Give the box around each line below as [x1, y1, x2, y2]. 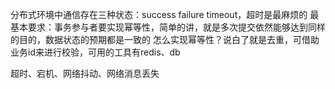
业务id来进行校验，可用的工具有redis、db [10, 46, 181, 58]
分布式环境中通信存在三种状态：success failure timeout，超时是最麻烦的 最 [10, 9, 320, 20]
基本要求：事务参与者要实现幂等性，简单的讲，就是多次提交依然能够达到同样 [10, 21, 326, 33]
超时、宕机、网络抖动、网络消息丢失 [10, 68, 160, 79]
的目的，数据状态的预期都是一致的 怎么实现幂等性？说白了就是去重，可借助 [10, 34, 320, 45]
